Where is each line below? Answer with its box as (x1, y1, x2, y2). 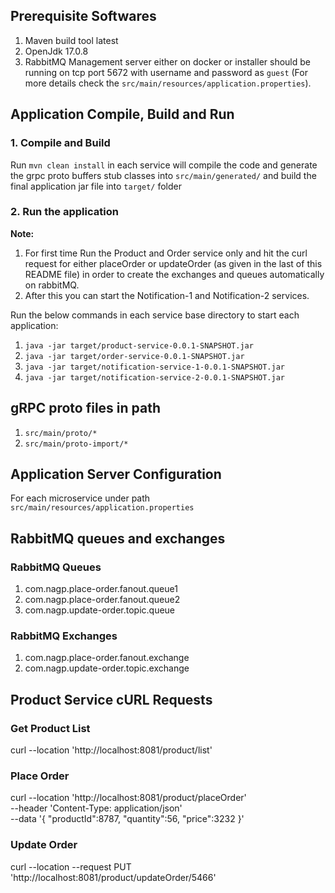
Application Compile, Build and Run (10, 106, 235, 123)
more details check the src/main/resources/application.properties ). (24, 77, 312, 89)
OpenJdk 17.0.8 (24, 45, 89, 57)
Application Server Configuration (10, 466, 222, 483)
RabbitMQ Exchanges (10, 629, 118, 643)
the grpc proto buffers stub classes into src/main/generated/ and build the (10, 169, 317, 181)
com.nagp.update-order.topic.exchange (24, 662, 190, 674)
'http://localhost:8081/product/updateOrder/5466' (10, 871, 217, 883)
